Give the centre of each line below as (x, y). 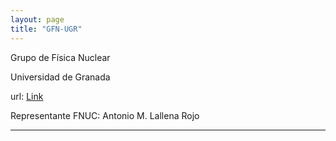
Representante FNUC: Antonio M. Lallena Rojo (105, 115)
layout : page (37, 19)
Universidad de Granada (60, 77)
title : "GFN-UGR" (46, 29)
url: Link (27, 96)
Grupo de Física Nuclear (60, 57)
